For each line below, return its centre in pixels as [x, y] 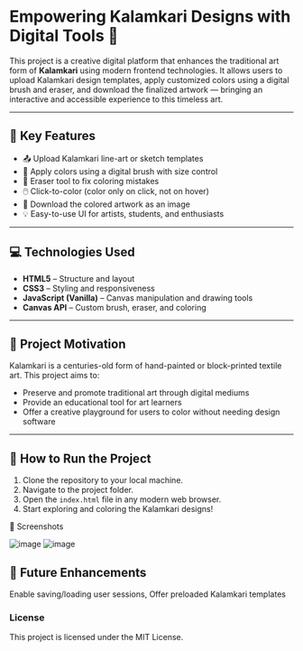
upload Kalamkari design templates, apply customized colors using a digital [150, 79]
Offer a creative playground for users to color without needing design [151, 412]
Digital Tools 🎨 [64, 36]
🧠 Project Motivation [68, 344]
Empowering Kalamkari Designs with [150, 17]
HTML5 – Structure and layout [78, 278]
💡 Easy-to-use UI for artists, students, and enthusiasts [123, 213]
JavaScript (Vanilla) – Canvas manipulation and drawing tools [138, 298]
